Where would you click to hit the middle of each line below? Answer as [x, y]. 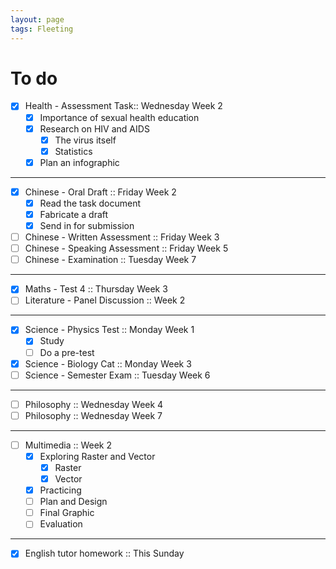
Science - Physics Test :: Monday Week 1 [109, 330]
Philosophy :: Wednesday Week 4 [94, 404]
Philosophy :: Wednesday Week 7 [93, 415]
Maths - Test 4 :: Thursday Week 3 [96, 289]
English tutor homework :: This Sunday [104, 553]
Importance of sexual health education [119, 117]
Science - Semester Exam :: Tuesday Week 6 [117, 375]
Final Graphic [67, 513]
